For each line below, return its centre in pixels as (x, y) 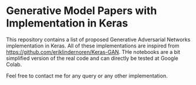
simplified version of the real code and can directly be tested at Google (92, 58)
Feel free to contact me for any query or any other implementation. (87, 76)
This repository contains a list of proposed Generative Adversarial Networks (98, 39)
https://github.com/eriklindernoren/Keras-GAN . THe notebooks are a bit (93, 52)
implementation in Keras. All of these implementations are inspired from (93, 46)
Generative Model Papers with (82, 11)
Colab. (14, 64)
